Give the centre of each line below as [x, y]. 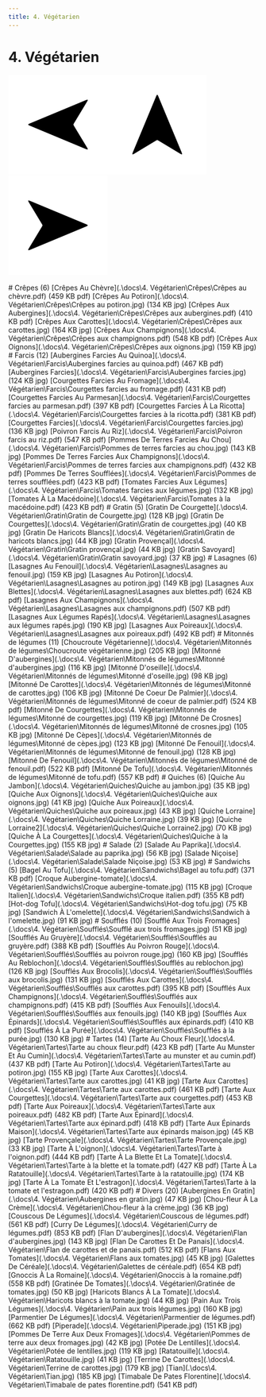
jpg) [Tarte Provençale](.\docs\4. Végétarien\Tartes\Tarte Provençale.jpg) [128, 1140]
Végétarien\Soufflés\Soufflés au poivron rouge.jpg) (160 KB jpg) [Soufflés [128, 954]
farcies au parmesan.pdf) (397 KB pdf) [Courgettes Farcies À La [113, 406]
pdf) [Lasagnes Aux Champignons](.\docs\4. [81, 600]
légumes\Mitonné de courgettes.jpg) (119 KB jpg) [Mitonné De [109, 718]
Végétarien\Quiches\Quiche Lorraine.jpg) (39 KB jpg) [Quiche [142, 819]
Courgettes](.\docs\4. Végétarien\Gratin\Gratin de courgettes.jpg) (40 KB [127, 523]
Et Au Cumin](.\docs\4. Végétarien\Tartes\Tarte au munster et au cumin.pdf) [132, 1055]
